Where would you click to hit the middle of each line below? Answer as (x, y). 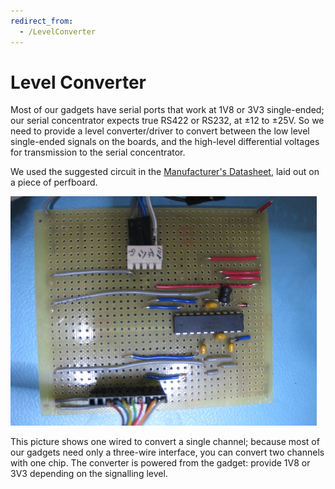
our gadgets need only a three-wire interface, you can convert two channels (167, 452)
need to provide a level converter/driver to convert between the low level (160, 131)
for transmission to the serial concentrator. (98, 152)
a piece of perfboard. (54, 182)
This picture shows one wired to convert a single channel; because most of (165, 442)
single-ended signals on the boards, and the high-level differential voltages (165, 142)
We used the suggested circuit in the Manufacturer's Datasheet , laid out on (165, 172)
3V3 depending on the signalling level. (89, 474)
